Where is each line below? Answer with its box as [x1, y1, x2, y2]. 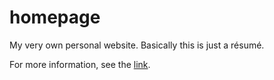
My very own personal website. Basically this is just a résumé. [9, 39, 265, 51]
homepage [9, 6, 101, 29]
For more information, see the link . [9, 58, 151, 70]
